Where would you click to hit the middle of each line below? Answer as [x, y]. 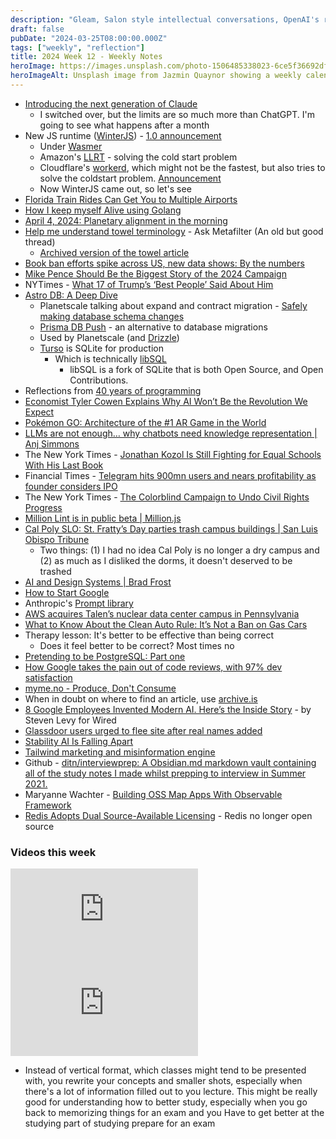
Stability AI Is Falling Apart [79, 741]
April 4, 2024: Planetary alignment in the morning [126, 220]
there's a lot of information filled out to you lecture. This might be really [171, 1092]
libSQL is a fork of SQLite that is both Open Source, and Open [196, 369]
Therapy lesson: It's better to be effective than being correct [149, 635]
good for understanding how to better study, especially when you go [166, 1102]
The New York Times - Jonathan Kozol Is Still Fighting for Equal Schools [173, 454]
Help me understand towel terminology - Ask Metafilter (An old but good [174, 231]
